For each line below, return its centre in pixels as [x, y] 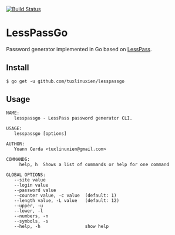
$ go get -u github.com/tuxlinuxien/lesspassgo [65, 81]
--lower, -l [28, 211]
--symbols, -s [31, 221]
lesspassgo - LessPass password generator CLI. [73, 118]
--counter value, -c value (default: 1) [65, 195]
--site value [30, 180]
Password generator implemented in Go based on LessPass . [79, 49]
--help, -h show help [61, 226]
